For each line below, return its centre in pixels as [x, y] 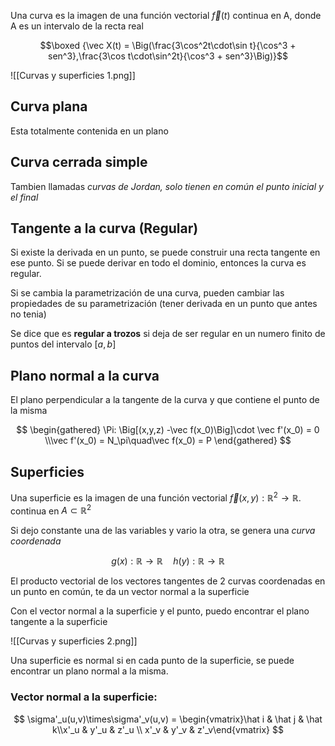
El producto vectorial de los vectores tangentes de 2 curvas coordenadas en [168, 581]
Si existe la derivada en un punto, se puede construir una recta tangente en [165, 252]
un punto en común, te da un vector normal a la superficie [130, 592]
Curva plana [49, 106]
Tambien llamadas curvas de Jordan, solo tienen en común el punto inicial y [167, 186]
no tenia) [28, 314]
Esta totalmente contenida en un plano [89, 131]
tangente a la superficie [59, 622]
